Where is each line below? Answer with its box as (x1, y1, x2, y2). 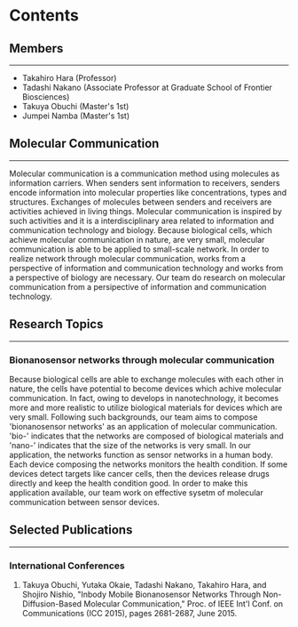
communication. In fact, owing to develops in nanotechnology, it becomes (9, 392, 279, 403)
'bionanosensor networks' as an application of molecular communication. (9, 421, 278, 431)
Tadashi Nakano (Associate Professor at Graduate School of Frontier (21, 82, 273, 92)
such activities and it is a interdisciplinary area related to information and (9, 215, 275, 226)
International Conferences (9, 559, 126, 572)
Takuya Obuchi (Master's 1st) (21, 101, 129, 111)
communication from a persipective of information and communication (9, 281, 267, 292)
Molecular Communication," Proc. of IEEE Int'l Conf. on (83, 599, 284, 609)
